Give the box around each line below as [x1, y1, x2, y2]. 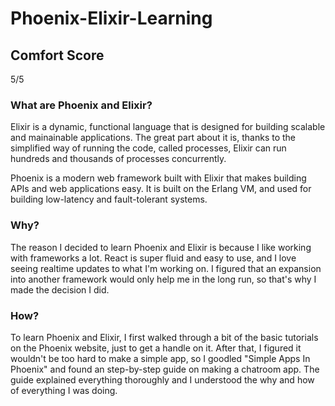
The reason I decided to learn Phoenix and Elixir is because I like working [10, 241, 312, 253]
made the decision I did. [10, 283, 110, 296]
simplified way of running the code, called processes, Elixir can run [10, 142, 287, 154]
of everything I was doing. [10, 384, 118, 396]
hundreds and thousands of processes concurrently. [10, 153, 227, 165]
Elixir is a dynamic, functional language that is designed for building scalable [10, 121, 326, 133]
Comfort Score [10, 47, 105, 64]
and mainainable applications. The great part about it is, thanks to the [10, 132, 297, 144]
